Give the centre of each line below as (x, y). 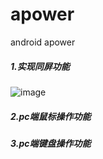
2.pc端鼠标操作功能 (51, 116)
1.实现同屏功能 (40, 66)
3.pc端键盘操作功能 (51, 143)
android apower (43, 42)
